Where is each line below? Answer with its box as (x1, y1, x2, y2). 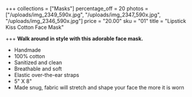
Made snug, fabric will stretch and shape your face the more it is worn (14, 84, 184, 91)
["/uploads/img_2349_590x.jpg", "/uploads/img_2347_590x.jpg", (5, 11, 161, 18)
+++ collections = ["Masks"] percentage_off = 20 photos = (5, 5, 148, 12)
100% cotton (14, 53, 45, 59)
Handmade (14, 46, 41, 53)
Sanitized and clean (14, 59, 62, 66)
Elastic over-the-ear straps (14, 72, 80, 78)
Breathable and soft (14, 65, 62, 72)
